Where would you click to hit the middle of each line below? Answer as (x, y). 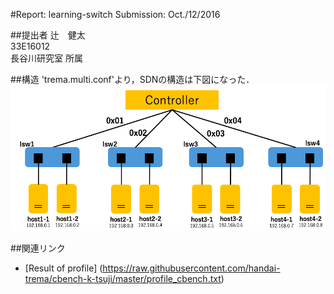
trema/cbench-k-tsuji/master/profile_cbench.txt (123, 279)
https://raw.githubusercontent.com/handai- (191, 268)
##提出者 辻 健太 (48, 35)
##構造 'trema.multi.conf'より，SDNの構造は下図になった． (132, 79)
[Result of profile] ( (63, 268)
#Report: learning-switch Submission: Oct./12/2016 (115, 14)
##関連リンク (38, 248)
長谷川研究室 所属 (46, 58)
